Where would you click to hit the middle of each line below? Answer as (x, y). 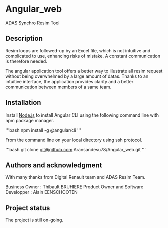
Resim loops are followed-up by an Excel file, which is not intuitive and (78, 50)
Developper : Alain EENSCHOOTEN (41, 192)
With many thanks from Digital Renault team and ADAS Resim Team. (75, 177)
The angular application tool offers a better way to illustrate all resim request (84, 71)
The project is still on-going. (34, 220)
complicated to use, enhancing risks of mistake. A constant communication (83, 56)
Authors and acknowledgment (54, 165)
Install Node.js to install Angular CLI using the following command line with (82, 115)
